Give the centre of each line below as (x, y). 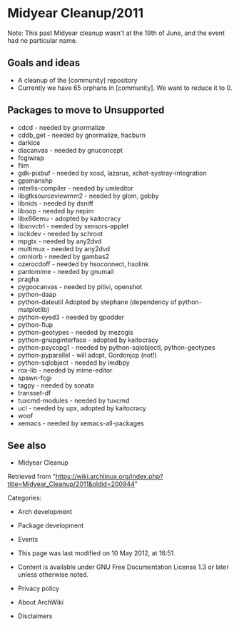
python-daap (37, 294)
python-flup (35, 324)
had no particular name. (42, 40)
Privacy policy (39, 589)
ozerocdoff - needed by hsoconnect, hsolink (83, 264)
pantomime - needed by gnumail (66, 271)
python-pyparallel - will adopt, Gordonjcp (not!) (87, 355)
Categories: (25, 498)
